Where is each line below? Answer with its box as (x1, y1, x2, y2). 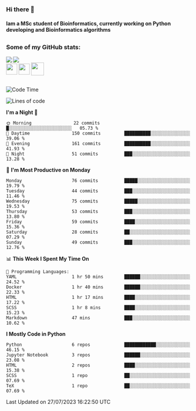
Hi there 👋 (6, 5, 35, 14)
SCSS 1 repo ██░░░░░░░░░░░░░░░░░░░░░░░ (6, 372, 191, 378)
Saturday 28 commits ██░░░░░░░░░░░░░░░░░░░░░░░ (6, 229, 191, 235)
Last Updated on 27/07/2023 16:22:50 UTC (6, 398, 111, 405)
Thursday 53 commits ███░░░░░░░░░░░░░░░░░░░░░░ (6, 208, 191, 214)
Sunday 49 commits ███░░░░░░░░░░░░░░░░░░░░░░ (6, 239, 191, 245)
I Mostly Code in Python (6, 330, 66, 337)
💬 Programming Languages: (6, 268, 69, 275)
